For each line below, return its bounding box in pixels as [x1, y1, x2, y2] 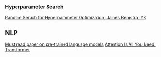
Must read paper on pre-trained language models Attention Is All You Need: [5, 41, 156, 47]
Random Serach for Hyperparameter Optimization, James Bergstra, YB [5, 15, 146, 20]
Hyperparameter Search [5, 3, 64, 10]
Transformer [5, 47, 30, 53]
